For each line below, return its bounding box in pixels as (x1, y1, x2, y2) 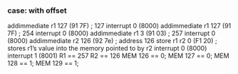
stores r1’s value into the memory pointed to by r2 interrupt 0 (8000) (7, 44, 207, 53)
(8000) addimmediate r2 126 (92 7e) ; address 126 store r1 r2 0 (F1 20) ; (7, 37, 217, 45)
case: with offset (7, 6, 67, 16)
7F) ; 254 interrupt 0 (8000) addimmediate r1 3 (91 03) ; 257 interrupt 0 (7, 29, 216, 37)
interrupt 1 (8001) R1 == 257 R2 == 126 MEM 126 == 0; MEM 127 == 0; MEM (7, 51, 229, 60)
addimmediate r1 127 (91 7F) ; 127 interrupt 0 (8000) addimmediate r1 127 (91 (7, 22, 232, 30)
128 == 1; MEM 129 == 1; (7, 59, 80, 68)
